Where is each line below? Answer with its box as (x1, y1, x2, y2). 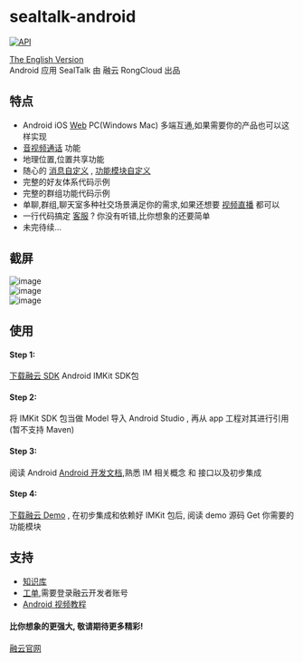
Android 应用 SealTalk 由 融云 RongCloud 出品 (9, 64, 181, 75)
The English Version (9, 54, 84, 64)
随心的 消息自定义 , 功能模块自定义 (22, 165, 151, 176)
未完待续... (22, 221, 62, 232)
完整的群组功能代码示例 (22, 188, 110, 199)
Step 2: (9, 392, 38, 403)
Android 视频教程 (22, 599, 87, 609)
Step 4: (9, 488, 38, 500)
